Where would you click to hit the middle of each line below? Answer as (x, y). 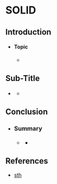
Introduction (28, 32)
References (27, 161)
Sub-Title (23, 78)
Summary (28, 129)
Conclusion (27, 112)
